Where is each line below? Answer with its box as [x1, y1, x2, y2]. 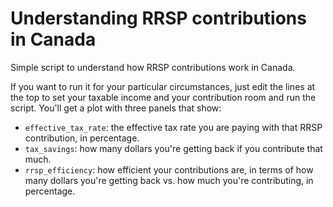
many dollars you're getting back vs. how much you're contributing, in [24, 174, 314, 186]
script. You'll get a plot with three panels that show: [10, 102, 222, 114]
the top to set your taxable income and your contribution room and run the [10, 91, 317, 103]
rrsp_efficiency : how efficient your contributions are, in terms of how [24, 163, 314, 176]
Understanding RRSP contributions [10, 7, 307, 30]
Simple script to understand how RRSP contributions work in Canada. [10, 61, 296, 73]
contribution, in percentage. [24, 132, 140, 144]
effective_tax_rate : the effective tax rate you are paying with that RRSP [24, 121, 323, 133]
